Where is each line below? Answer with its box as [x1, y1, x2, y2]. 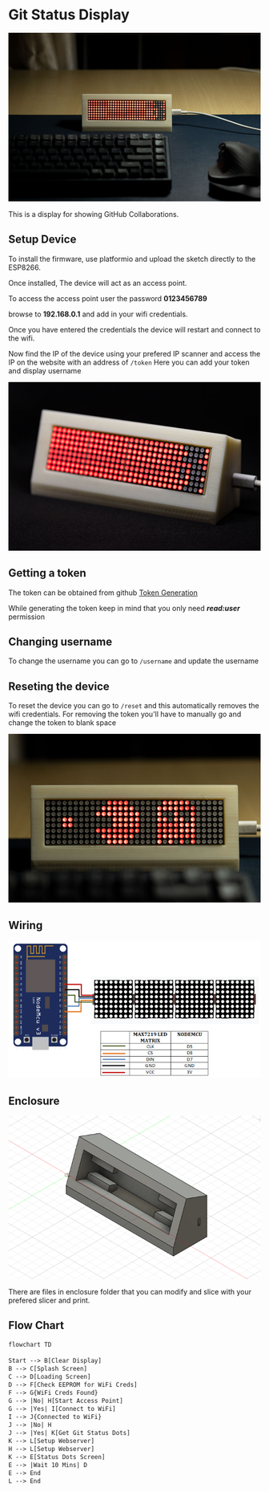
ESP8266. [8, 263, 42, 272]
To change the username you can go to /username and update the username [8, 656, 259, 666]
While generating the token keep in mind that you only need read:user [8, 603, 240, 613]
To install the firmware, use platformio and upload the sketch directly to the [8, 254, 256, 263]
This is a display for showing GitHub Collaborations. [8, 209, 179, 218]
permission [8, 612, 46, 622]
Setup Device [8, 233, 77, 247]
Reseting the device [8, 679, 110, 693]
